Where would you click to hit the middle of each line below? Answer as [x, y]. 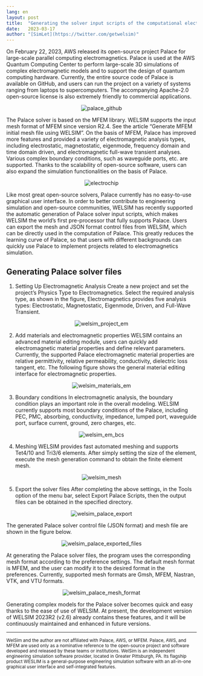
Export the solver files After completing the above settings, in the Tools [103, 489]
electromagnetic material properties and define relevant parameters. [100, 348]
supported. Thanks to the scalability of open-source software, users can [97, 165]
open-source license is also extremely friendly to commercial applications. [99, 97]
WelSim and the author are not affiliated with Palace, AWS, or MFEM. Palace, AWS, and [96, 640]
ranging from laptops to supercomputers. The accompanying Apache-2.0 [98, 90]
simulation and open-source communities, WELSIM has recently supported [100, 208]
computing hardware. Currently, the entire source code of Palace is [90, 77]
